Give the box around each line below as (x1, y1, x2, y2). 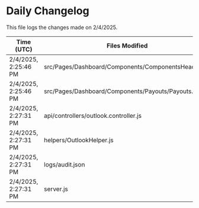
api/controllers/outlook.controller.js (44, 111, 142, 120)
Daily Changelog (6, 4, 90, 18)
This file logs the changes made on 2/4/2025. (6, 24, 118, 31)
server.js (44, 185, 68, 193)
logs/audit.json (44, 160, 85, 168)
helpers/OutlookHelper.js (44, 136, 114, 144)
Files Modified (106, 41, 148, 50)
